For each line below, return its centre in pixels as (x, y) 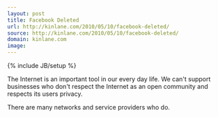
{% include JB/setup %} (42, 66)
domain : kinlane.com (37, 40)
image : (17, 46)
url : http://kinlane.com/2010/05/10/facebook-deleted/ (88, 26)
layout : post (26, 14)
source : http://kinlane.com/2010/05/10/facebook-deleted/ (93, 33)
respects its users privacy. (45, 94)
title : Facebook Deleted (43, 20)
